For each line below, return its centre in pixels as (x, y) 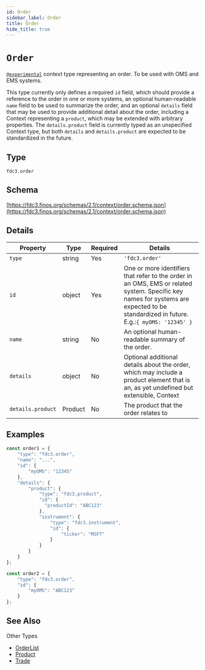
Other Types (22, 636)
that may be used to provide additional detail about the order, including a (98, 112)
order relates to (146, 413)
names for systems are (156, 299)
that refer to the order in (158, 276)
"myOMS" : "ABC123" (52, 591)
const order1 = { (28, 449)
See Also (23, 621)
